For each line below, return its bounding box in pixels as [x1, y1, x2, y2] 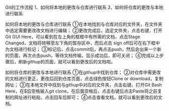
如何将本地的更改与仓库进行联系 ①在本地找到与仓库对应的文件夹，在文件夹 [5, 21, 162, 27]
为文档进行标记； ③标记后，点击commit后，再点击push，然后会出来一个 [5, 46, 157, 52]
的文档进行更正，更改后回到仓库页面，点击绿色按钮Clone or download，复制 [5, 75, 163, 81]
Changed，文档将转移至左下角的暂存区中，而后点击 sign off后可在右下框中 [5, 40, 160, 46]
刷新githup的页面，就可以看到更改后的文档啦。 [18, 59, 116, 64]
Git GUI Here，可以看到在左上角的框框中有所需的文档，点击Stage [5, 34, 140, 39]
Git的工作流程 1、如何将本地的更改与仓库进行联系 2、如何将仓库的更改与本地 [5, 4, 163, 10]
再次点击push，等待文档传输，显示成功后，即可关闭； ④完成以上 [22, 52, 159, 58]
